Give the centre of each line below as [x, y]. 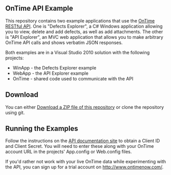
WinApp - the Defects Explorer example [54, 68]
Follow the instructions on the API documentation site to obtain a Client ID [83, 141]
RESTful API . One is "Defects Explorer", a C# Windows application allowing [84, 26]
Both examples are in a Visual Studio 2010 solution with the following [78, 52]
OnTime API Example [39, 8]
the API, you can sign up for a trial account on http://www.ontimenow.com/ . [84, 167]
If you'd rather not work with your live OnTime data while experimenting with [86, 162]
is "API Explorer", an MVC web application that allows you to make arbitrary [84, 37]
